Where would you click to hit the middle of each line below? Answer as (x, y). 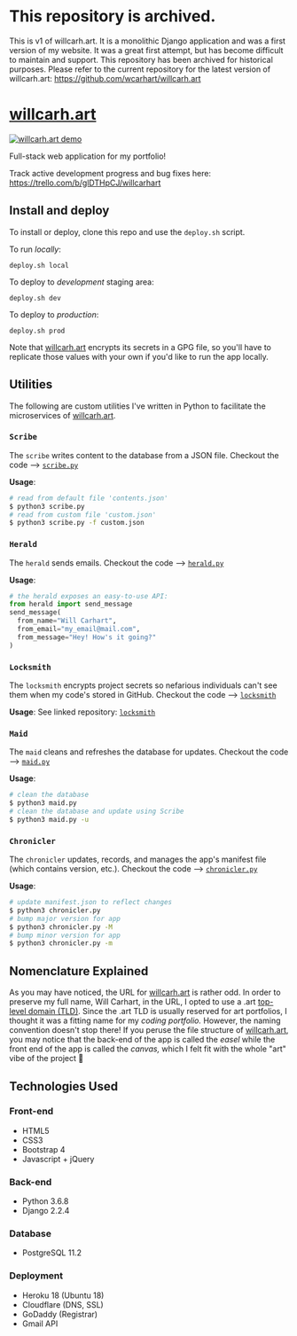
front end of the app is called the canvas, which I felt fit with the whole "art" (148, 1049)
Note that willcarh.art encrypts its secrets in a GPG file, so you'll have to (141, 347)
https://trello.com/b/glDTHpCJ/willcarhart (85, 183)
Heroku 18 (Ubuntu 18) (63, 1295)
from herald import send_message (71, 605)
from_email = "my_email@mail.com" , (79, 629)
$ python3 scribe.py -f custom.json (77, 523)
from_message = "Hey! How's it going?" (87, 637)
